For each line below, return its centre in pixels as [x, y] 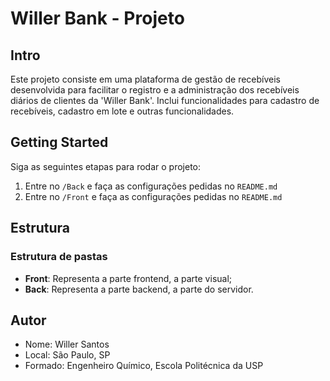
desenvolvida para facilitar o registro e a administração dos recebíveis [155, 90]
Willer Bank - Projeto [97, 18]
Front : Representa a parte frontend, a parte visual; [128, 278]
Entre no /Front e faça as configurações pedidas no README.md [153, 196]
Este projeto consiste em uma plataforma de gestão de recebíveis [145, 79]
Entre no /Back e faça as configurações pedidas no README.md [151, 186]
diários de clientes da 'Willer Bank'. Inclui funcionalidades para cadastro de [165, 100]
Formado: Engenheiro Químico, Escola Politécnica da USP [144, 366]
